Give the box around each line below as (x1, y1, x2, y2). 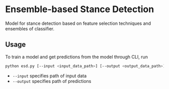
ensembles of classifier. (5, 25, 54, 31)
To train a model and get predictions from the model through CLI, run (5, 54, 148, 60)
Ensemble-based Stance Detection (5, 4, 154, 15)
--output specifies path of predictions (12, 78, 92, 84)
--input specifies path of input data (12, 72, 87, 79)
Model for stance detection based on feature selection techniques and (5, 20, 151, 26)
